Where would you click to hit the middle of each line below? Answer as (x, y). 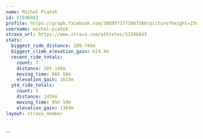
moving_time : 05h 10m (44, 102)
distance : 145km (37, 97)
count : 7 (28, 63)
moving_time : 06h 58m (44, 74)
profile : (17, 23)
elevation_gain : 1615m (45, 80)
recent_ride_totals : (37, 57)
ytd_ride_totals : (33, 86)
